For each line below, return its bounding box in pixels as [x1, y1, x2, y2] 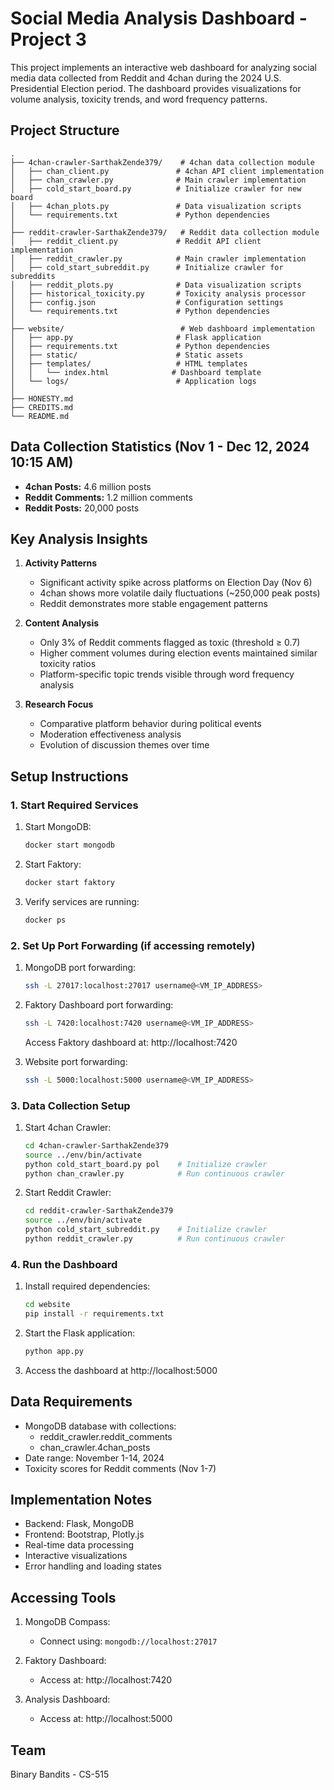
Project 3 [10, 28, 87, 51]
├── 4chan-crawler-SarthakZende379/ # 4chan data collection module [10, 157, 315, 167]
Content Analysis [24, 617, 100, 629]
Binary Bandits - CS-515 [10, 1768, 110, 1781]
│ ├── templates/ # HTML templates [10, 358, 248, 369]
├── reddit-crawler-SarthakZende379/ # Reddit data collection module [10, 227, 320, 237]
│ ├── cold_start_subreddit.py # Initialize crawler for [10, 262, 284, 272]
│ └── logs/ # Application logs [10, 376, 257, 386]
